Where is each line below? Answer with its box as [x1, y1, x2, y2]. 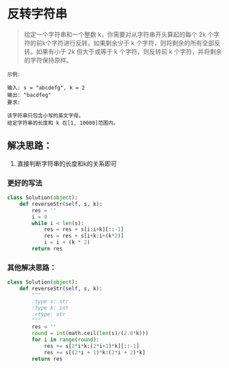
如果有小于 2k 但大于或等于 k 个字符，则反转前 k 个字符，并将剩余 [36, 47, 223, 56]
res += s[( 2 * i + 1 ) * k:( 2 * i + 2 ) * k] [43, 349, 146, 356]
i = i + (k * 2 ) [43, 239, 91, 246]
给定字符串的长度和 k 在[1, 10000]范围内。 [7, 119, 119, 126]
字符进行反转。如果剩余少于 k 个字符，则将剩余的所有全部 [51, 38, 215, 47]
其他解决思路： [7, 262, 57, 272]
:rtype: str [32, 310, 67, 318]
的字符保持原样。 [23, 56, 73, 64]
